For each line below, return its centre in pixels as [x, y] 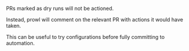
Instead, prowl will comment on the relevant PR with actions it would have [94, 19]
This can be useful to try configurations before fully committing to [85, 37]
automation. [20, 43]
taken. [14, 26]
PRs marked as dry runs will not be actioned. [60, 8]
